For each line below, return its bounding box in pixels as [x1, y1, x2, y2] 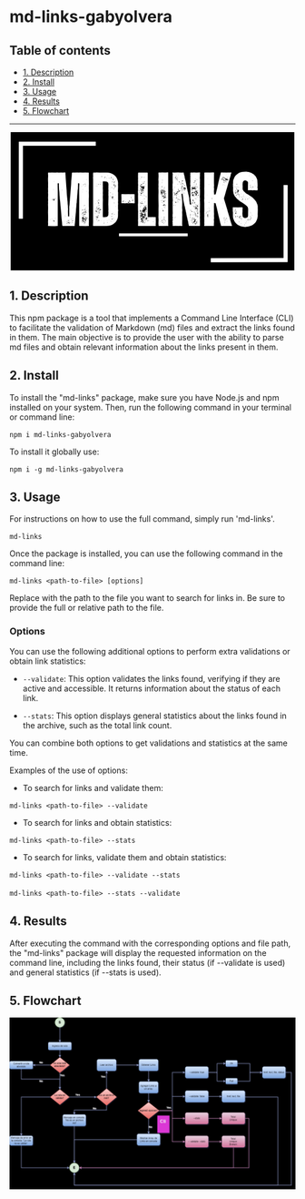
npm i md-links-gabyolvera [9, 430, 112, 439]
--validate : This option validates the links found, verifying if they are [22, 673, 280, 684]
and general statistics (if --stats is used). [9, 967, 162, 978]
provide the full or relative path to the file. [9, 603, 164, 614]
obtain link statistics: [9, 655, 86, 666]
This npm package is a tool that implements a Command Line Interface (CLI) [9, 312, 294, 323]
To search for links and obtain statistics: [22, 817, 172, 828]
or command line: [9, 412, 75, 422]
